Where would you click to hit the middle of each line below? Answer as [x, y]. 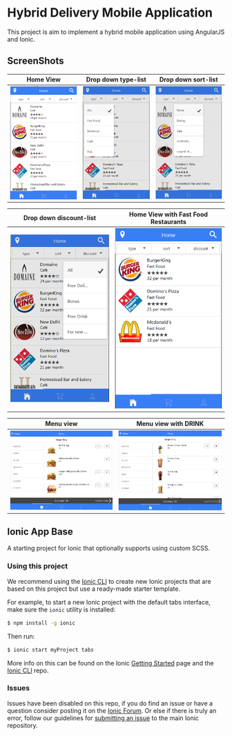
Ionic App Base [40, 532]
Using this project [38, 567]
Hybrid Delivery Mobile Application [110, 13]
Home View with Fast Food [168, 214]
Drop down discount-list [60, 218]
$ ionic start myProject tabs [51, 650]
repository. [22, 725]
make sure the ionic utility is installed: [61, 609]
